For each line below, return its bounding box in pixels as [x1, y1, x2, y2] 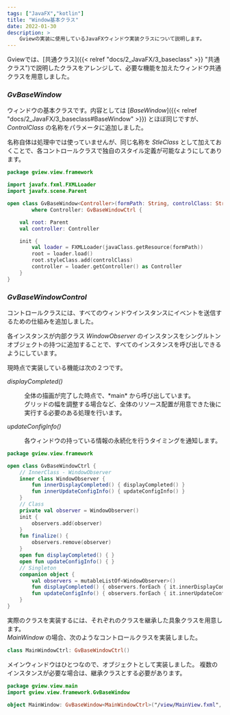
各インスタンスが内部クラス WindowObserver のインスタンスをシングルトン [7, 331, 221, 340]
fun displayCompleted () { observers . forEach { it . [31, 584, 179, 591]
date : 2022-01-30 [7, 23, 57, 30]
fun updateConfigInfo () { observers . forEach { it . [31, 590, 179, 597]
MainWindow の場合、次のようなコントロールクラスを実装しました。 [7, 633, 202, 642]
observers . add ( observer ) [31, 519, 103, 527]
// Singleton [19, 564, 57, 572]
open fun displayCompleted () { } [19, 552, 115, 559]
